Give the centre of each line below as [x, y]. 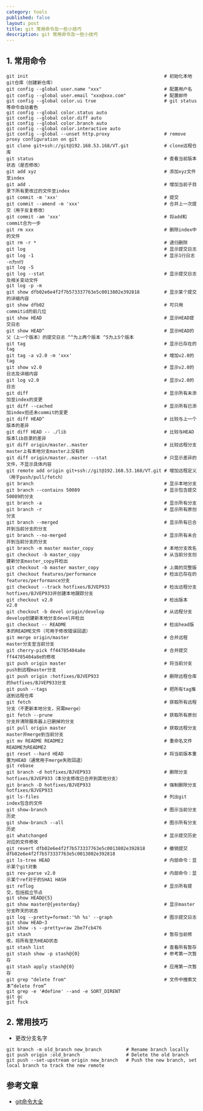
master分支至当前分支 [30, 644]
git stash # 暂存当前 [97, 934]
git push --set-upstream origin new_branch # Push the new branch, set [102, 1060]
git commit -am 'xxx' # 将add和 [97, 216]
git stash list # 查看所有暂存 [101, 947]
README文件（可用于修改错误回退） [53, 631]
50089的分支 [20, 496]
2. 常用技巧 [27, 1022]
